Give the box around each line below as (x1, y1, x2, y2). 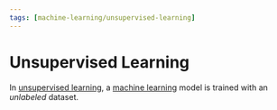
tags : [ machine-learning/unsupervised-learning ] (9, 13, 196, 23)
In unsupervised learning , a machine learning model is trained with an (9, 82, 269, 93)
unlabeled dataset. (9, 91, 79, 102)
